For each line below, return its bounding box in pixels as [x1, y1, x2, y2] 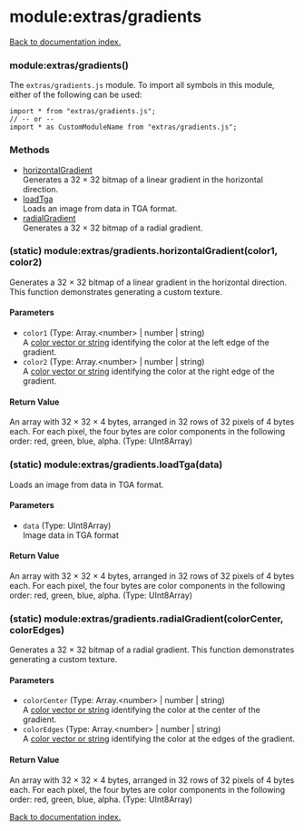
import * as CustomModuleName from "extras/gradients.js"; [9, 122, 238, 132]
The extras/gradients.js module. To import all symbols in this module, [9, 80, 275, 91]
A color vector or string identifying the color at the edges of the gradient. [22, 733, 296, 745]
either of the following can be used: [9, 89, 142, 101]
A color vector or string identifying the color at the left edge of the [22, 337, 270, 348]
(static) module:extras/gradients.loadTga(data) [9, 458, 223, 471]
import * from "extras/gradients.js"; [9, 107, 156, 116]
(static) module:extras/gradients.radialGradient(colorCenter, [9, 612, 284, 625]
